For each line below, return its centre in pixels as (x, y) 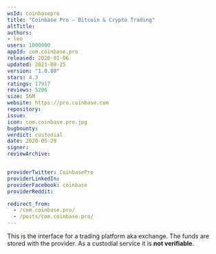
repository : (24, 109)
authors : (20, 33)
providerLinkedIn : (33, 178)
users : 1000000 (29, 45)
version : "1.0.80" (33, 71)
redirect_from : (29, 204)
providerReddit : (30, 192)
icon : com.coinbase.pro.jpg (47, 122)
